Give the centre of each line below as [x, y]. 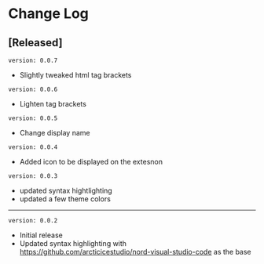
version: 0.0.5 [33, 118]
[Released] [35, 43]
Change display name [55, 133]
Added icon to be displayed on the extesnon [91, 162]
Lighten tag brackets [53, 104]
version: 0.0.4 [33, 147]
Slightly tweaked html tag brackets [75, 75]
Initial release [41, 235]
